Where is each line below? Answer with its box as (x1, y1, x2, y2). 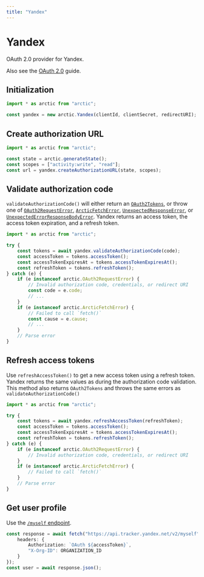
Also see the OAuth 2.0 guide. (6, 67, 81, 74)
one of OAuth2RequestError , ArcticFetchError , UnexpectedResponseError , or (6, 206, 193, 214)
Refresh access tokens (6, 355, 95, 366)
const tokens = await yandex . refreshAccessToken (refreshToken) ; (17, 418, 183, 424)
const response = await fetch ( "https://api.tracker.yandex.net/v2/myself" (6, 531, 200, 537)
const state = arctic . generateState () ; (6, 156, 107, 162)
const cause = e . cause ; (28, 316, 88, 322)
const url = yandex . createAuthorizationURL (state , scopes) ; (6, 167, 162, 173)
